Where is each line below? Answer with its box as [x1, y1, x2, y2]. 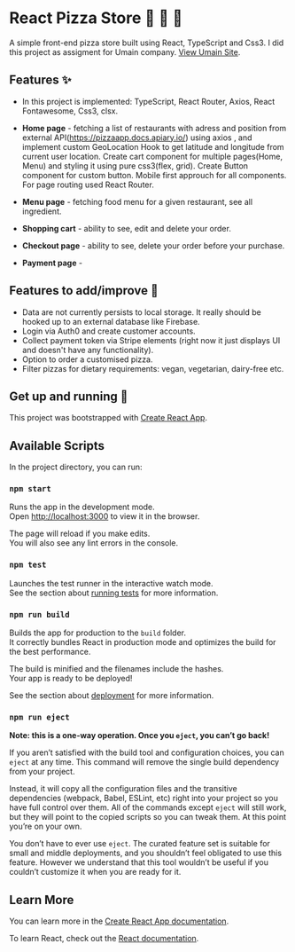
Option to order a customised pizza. [21, 354, 153, 365]
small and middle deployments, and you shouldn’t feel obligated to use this [9, 847, 282, 859]
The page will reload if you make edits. [9, 528, 151, 539]
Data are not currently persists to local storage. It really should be [21, 306, 261, 318]
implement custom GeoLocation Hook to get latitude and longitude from [21, 141, 285, 152]
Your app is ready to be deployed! [9, 673, 133, 684]
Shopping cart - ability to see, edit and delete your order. [21, 223, 232, 233]
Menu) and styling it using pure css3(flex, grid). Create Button [21, 160, 249, 171]
